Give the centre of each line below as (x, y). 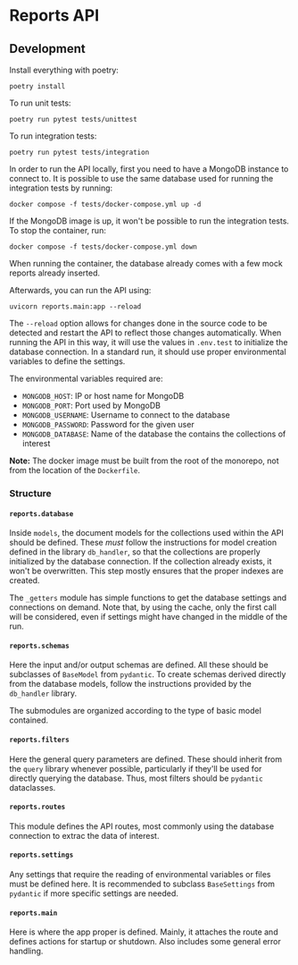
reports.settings (41, 855)
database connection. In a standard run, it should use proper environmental (148, 351)
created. (25, 580)
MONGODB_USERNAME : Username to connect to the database (126, 415)
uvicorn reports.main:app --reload (75, 307)
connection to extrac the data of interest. (84, 835)
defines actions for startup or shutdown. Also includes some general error (145, 942)
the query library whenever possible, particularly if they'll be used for (136, 768)
